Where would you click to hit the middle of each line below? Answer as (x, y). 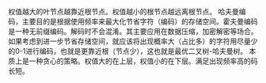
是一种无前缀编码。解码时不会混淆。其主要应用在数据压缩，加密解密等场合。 (133, 31)
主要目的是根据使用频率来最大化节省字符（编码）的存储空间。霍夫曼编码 (140, 21)
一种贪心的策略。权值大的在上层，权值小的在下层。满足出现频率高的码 (143, 61)
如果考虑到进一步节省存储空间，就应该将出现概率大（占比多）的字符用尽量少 (133, 41)
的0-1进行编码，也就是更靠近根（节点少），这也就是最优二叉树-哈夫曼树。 (128, 51)
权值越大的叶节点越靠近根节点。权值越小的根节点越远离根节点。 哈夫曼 (123, 11)
